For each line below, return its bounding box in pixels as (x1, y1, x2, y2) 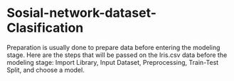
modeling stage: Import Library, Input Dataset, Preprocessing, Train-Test (6, 58, 219, 66)
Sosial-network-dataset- (6, 5, 157, 21)
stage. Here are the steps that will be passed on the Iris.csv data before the (6, 51, 228, 59)
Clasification (6, 20, 84, 36)
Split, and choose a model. (6, 66, 85, 74)
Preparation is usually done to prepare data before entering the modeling (6, 43, 220, 51)
